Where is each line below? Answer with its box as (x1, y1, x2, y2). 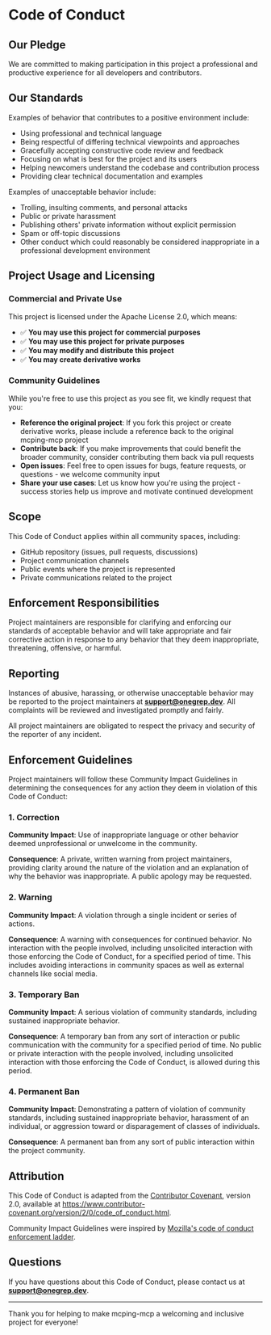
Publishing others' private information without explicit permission (19, 220, 236, 230)
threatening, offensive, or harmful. (8, 643, 123, 653)
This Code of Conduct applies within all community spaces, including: (8, 531, 240, 541)
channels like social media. (8, 968, 98, 979)
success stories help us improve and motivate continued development (19, 486, 254, 496)
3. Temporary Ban (8, 988, 80, 1000)
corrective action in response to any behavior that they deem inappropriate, (8, 634, 260, 644)
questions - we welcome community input (19, 469, 160, 478)
